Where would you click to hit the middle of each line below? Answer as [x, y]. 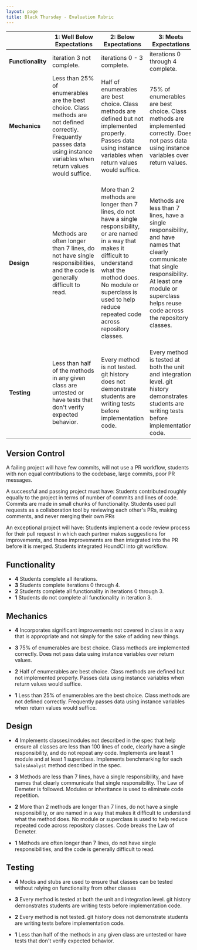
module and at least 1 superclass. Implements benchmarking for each [98, 759]
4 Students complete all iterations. [56, 579]
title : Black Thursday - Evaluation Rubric [60, 17]
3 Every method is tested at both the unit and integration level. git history [103, 899]
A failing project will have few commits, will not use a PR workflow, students [98, 468]
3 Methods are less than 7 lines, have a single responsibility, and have [99, 777]
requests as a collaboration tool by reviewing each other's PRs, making [92, 510]
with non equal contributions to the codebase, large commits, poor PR [91, 474]
